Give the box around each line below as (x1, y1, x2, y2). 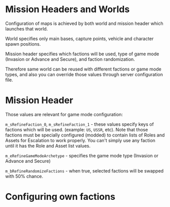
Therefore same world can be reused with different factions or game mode (5, 66, 161, 72)
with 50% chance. (5, 173, 44, 179)
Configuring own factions (5, 191, 116, 202)
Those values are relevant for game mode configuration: (5, 111, 123, 117)
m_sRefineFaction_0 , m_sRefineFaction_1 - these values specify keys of (5, 121, 154, 127)
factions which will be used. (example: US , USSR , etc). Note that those (5, 126, 148, 132)
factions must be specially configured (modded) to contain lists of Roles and (5, 132, 165, 138)
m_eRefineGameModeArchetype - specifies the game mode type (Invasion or (5, 152, 159, 158)
